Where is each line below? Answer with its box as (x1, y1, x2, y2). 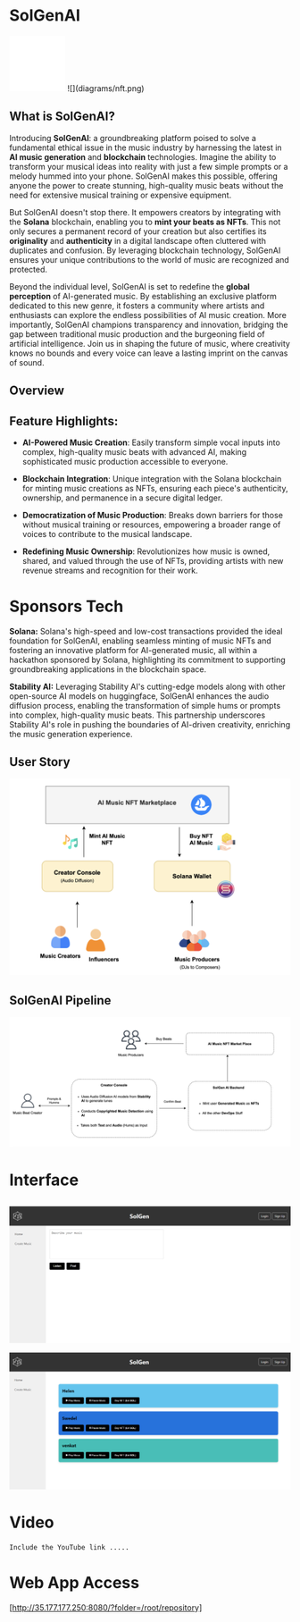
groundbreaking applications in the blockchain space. (9, 663, 207, 675)
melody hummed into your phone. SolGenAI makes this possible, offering (9, 171, 279, 181)
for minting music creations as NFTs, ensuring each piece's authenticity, (21, 483, 288, 493)
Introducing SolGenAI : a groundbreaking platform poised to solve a (9, 132, 257, 143)
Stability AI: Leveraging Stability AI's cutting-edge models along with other (9, 681, 286, 692)
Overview (9, 383, 65, 399)
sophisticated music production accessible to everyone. (21, 456, 229, 466)
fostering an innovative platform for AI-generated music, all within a (9, 644, 257, 655)
